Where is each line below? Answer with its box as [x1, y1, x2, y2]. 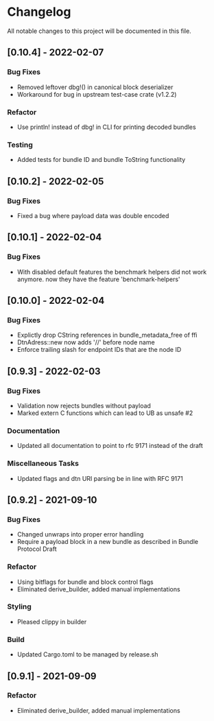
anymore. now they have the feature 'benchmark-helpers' [16, 275, 180, 283]
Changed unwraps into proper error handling [16, 530, 144, 539]
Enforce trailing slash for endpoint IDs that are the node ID [16, 346, 182, 354]
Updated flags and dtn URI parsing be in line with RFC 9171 [16, 474, 183, 482]
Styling [7, 602, 32, 611]
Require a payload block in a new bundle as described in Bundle [16, 538, 199, 546]
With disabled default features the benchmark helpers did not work [16, 268, 207, 276]
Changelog [7, 4, 71, 20]
